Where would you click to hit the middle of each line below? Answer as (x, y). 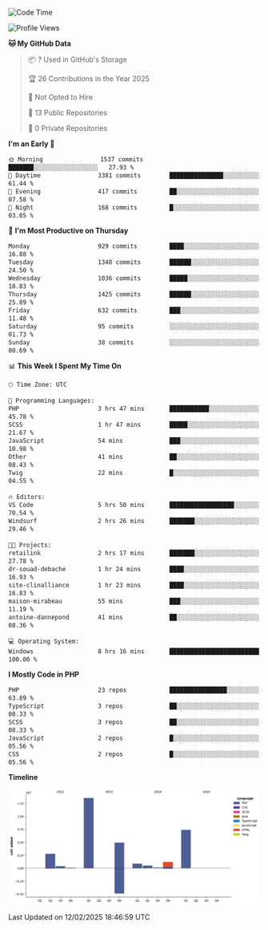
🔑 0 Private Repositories (68, 128)
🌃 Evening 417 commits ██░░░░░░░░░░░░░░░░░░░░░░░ (134, 192)
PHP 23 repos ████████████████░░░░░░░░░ (134, 690)
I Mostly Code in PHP (44, 674)
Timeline (23, 777)
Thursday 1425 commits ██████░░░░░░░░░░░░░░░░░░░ (134, 294)
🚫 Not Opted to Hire (60, 97)
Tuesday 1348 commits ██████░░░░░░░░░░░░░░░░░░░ (134, 262)
